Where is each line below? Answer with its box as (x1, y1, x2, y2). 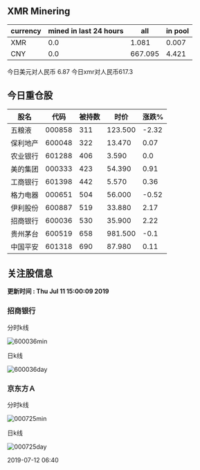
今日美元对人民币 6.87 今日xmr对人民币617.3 (7, 67, 134, 75)
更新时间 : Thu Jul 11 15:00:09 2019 (7, 287, 109, 296)
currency (10, 26, 42, 35)
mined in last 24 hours (48, 26, 124, 35)
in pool (165, 26, 189, 35)
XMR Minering (7, 6, 71, 17)
